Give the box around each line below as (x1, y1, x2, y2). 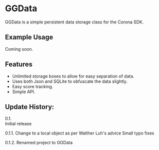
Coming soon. (5, 46, 33, 52)
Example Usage (5, 33, 53, 41)
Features (5, 60, 33, 69)
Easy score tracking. (12, 83, 53, 89)
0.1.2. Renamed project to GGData (5, 140, 73, 146)
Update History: (5, 103, 54, 111)
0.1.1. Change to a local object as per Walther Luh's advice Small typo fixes (5, 130, 155, 136)
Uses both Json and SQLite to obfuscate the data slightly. (12, 78, 128, 84)
